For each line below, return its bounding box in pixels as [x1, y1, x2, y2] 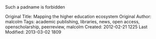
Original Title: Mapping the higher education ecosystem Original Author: [5, 14, 152, 19]
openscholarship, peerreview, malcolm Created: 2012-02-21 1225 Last [5, 24, 148, 30]
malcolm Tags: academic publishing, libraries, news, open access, [5, 19, 140, 24]
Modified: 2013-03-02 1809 [5, 29, 62, 35]
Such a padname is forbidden [5, 4, 65, 10]
